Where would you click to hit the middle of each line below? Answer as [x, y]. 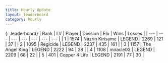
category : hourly [23, 19]
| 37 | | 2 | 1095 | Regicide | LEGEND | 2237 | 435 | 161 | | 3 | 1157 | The [78, 44]
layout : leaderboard [27, 15]
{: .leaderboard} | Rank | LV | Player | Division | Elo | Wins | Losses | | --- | [81, 34]
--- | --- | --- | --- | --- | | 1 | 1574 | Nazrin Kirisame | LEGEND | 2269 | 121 [87, 39]
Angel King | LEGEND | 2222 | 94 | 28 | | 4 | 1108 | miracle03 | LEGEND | [80, 50]
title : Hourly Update [28, 10]
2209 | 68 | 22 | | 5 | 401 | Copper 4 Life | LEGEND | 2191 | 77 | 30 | [75, 55]
